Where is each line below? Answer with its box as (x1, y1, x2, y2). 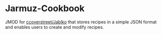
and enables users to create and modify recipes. (5, 24, 104, 30)
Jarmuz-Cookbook (5, 3, 85, 14)
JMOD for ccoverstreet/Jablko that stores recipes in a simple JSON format (5, 19, 157, 25)
